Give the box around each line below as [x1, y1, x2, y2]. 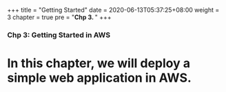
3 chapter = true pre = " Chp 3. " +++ [7, 13, 112, 21]
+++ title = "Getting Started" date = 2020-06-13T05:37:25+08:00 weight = [7, 6, 220, 14]
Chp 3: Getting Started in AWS [7, 30, 111, 40]
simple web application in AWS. [7, 70, 192, 86]
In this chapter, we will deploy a [7, 56, 191, 71]
